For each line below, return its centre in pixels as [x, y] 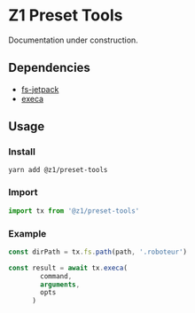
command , [56, 276]
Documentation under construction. [73, 40]
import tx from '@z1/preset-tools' [74, 211]
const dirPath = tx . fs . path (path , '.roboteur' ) [98, 252]
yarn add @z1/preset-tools [58, 170]
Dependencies [49, 68]
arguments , [60, 285]
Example [27, 233]
